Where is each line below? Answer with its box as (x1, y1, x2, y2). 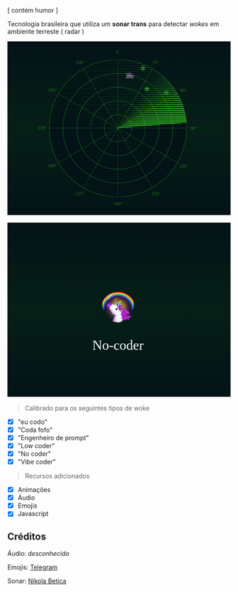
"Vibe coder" (17, 457, 56, 466)
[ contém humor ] (7, 6, 59, 14)
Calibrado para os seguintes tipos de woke (24, 403, 150, 412)
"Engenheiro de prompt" (17, 433, 89, 442)
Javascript (17, 510, 49, 518)
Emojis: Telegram (7, 563, 58, 571)
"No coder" (17, 449, 52, 458)
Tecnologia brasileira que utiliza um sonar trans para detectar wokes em (7, 20, 220, 28)
